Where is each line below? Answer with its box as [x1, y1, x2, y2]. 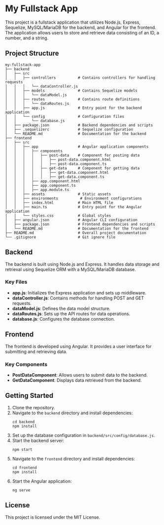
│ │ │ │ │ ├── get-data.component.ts [5, 174, 105, 179]
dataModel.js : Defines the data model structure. [12, 305, 111, 311]
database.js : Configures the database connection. [12, 316, 115, 322]
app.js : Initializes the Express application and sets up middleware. [12, 290, 147, 295]
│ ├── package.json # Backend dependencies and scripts [5, 123, 153, 128]
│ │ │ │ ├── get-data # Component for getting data [5, 165, 140, 170]
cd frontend [12, 465, 37, 470]
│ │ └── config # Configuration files [5, 114, 125, 119]
